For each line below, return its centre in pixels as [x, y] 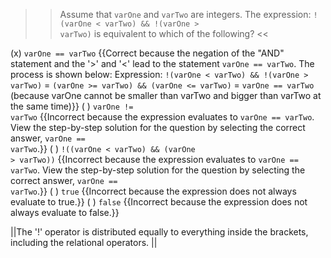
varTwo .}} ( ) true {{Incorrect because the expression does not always [153, 191]
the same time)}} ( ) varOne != [72, 106]
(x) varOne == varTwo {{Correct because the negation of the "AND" [147, 53]
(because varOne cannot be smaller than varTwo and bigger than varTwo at [166, 95]
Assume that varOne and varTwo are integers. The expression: [185, 14]
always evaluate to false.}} [65, 212]
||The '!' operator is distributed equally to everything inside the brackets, [159, 232]
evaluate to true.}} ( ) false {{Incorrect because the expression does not [159, 202]
